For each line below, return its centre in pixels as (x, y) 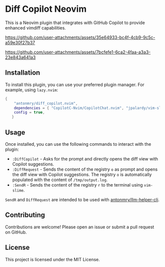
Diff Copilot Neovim (46, 9)
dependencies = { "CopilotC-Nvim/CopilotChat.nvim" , (69, 108)
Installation (23, 73)
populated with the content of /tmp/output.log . (60, 180)
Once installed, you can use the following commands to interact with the (78, 144)
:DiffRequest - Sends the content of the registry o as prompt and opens (85, 169)
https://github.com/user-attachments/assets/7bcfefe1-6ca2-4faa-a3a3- (78, 52)
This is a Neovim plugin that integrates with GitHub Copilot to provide (75, 23)
